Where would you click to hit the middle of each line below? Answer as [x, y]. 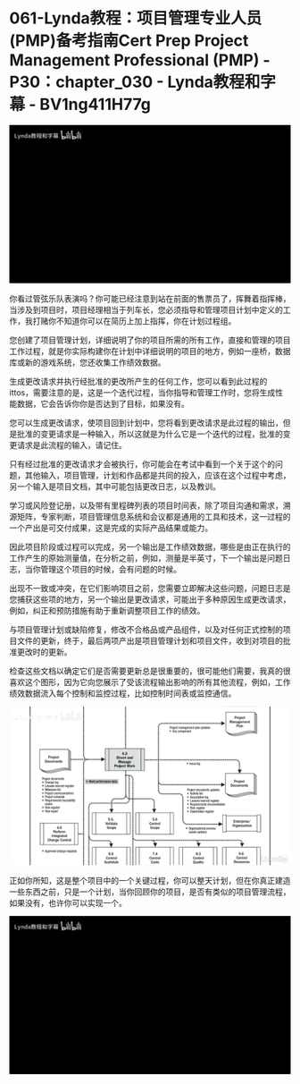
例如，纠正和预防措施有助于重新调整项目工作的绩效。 [107, 611]
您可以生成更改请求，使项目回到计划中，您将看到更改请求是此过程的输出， [146, 423]
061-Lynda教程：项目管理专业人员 [136, 18]
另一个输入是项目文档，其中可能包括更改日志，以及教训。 [115, 487]
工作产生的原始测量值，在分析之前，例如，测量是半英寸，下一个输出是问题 [146, 558]
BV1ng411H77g [96, 105]
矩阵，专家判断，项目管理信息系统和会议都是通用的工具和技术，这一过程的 [154, 517]
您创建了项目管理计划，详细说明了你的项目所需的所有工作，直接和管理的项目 [150, 340]
